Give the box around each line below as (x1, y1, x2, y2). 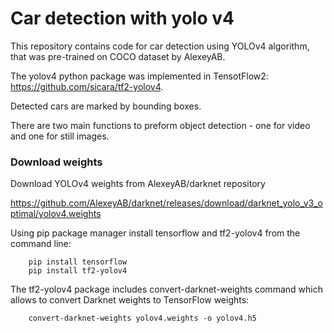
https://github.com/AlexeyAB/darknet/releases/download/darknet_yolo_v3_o (10, 197, 323, 209)
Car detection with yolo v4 (10, 7, 235, 30)
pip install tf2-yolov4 (28, 266, 128, 276)
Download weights (10, 155, 103, 169)
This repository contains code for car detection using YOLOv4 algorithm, (10, 40, 310, 52)
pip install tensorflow (28, 257, 128, 267)
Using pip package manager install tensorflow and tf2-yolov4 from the (10, 227, 301, 239)
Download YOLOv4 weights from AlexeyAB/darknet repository (10, 178, 266, 190)
